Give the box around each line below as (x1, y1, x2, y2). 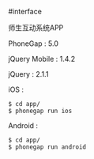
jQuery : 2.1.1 (8, 70, 49, 78)
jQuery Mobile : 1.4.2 (8, 55, 76, 63)
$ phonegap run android (8, 143, 87, 151)
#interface (8, 7, 42, 16)
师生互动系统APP (8, 23, 64, 32)
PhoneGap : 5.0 (8, 39, 59, 48)
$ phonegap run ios (8, 107, 73, 115)
